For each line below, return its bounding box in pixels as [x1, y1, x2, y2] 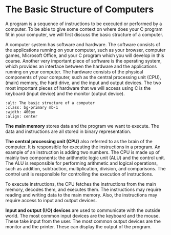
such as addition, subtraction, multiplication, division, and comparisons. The [5, 165, 166, 171]
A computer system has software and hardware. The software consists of [5, 41, 160, 47]
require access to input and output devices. [5, 197, 97, 203]
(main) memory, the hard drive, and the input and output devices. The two [5, 80, 161, 86]
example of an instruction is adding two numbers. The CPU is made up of [5, 149, 160, 155]
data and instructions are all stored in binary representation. [5, 128, 132, 134]
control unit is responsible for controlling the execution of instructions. [5, 171, 154, 177]
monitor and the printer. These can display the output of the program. [5, 223, 152, 229]
